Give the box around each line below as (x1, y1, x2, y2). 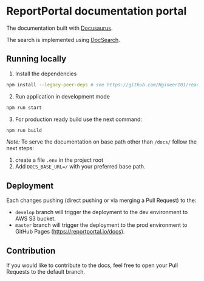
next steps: (6, 145, 35, 152)
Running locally (6, 54, 67, 64)
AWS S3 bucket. (15, 215, 56, 223)
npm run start (6, 105, 42, 111)
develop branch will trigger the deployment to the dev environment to (15, 209, 188, 216)
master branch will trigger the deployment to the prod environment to (15, 221, 188, 229)
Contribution (6, 245, 56, 256)
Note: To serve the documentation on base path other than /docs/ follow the (6, 138, 197, 145)
